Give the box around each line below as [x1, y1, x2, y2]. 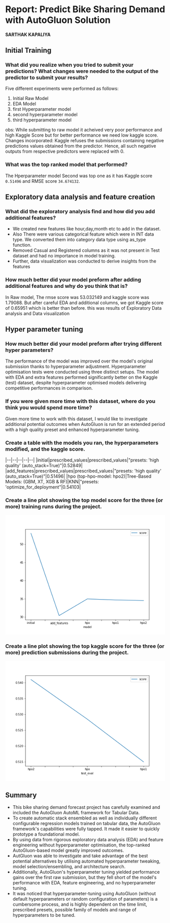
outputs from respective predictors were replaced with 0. [5, 148, 125, 154]
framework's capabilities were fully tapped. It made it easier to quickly [12, 826, 160, 832]
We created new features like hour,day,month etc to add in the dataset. [12, 226, 161, 232]
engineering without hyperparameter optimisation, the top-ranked [12, 842, 151, 848]
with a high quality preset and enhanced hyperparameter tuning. [5, 426, 140, 433]
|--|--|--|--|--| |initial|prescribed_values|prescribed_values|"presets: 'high [5, 457, 159, 463]
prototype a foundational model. [12, 831, 80, 837]
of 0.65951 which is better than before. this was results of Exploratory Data [5, 305, 162, 311]
